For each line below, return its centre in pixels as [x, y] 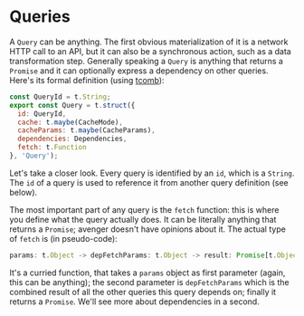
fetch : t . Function [52, 148]
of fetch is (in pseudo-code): [63, 238]
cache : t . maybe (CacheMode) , [71, 122]
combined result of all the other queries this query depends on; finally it [143, 292]
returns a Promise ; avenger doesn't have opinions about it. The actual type [148, 229]
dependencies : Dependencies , [72, 139]
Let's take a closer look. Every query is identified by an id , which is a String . [152, 173]
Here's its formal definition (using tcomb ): [87, 80]
